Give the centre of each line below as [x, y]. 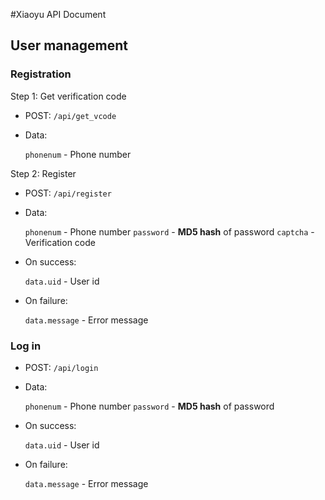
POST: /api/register [68, 193]
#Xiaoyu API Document [58, 14]
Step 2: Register [43, 173]
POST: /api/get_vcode [70, 115]
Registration [41, 74]
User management [69, 45]
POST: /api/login [61, 367]
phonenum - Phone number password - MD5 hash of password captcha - [169, 231]
